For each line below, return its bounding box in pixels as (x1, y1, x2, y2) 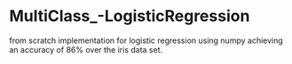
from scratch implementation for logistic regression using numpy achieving (9, 35, 284, 46)
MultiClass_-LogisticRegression (9, 6, 250, 26)
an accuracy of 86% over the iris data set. (9, 44, 163, 54)
